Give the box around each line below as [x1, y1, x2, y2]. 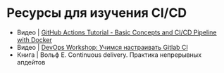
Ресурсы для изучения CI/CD [6, 5, 187, 21]
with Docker [16, 35, 52, 44]
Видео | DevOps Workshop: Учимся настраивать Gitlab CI [16, 43, 188, 51]
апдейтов [16, 58, 46, 66]
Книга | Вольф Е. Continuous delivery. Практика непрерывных [16, 51, 202, 59]
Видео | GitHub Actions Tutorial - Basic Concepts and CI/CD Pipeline [16, 28, 217, 36]
